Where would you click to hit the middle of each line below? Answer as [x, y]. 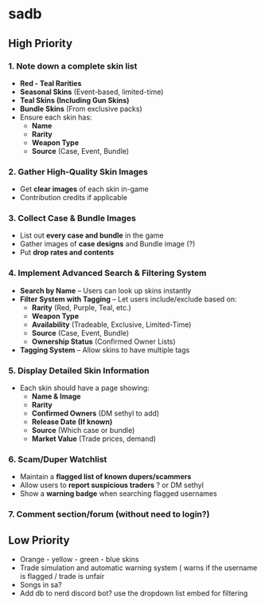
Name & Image [56, 396]
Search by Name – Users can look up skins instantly [105, 290]
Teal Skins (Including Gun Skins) [74, 100]
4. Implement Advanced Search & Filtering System [107, 273]
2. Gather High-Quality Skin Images [78, 171]
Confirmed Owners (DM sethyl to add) [95, 413]
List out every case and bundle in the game [92, 235]
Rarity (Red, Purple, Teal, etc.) [81, 307]
